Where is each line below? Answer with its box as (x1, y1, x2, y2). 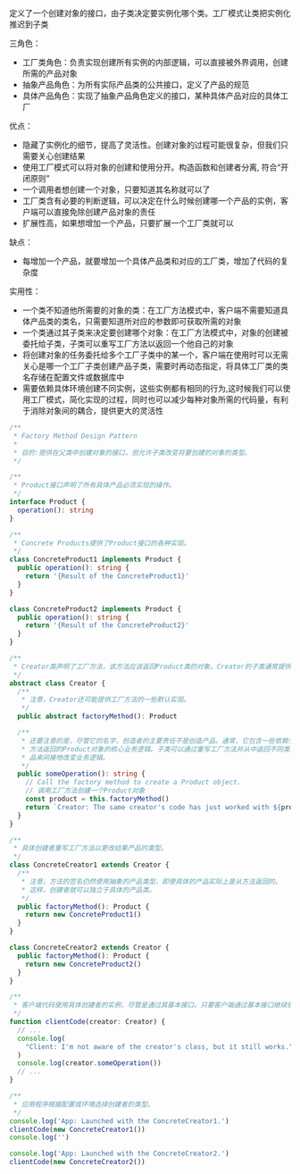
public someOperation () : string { (17, 769, 146, 779)
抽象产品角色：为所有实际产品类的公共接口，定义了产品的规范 (21, 80, 250, 89)
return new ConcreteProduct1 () (25, 910, 142, 919)
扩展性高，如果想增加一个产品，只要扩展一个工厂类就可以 (21, 218, 234, 228)
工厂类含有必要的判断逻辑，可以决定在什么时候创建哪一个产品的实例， (21, 196, 281, 205)
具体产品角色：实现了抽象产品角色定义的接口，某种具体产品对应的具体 (21, 90, 281, 101)
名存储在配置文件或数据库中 (21, 372, 125, 382)
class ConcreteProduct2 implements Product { (9, 604, 181, 614)
